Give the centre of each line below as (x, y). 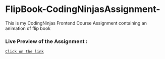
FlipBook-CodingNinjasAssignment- (83, 9)
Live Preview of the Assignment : (46, 41)
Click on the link (24, 52)
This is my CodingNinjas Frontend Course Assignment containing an (76, 23)
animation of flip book (28, 28)
